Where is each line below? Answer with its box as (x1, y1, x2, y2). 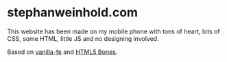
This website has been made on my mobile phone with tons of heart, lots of (7, 27, 221, 35)
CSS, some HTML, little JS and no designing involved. (7, 34, 159, 42)
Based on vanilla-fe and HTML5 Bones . (7, 48, 118, 56)
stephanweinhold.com (7, 5, 139, 20)
